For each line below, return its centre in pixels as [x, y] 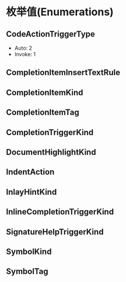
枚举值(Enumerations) [60, 12]
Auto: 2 [23, 48]
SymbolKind [29, 251]
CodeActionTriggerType [50, 34]
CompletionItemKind [45, 92]
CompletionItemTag [43, 113]
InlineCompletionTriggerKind [60, 212]
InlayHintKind [32, 192]
